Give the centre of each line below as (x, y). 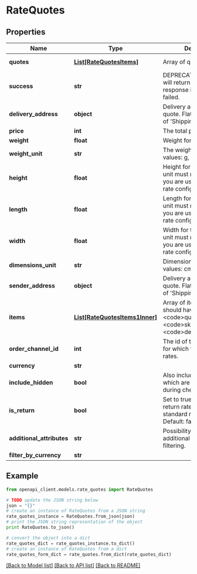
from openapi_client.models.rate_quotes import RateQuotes (80, 489)
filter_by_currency (35, 455)
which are (176, 382)
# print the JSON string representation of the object (74, 522)
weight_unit (26, 153)
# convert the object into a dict (48, 538)
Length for (177, 198)
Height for (176, 167)
